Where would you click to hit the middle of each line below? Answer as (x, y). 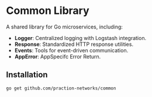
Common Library (48, 11)
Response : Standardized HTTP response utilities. (74, 44)
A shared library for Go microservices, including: (64, 27)
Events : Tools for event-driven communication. (71, 50)
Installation (27, 75)
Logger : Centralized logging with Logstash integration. (80, 38)
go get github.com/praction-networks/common (61, 88)
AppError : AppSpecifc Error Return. (58, 56)
